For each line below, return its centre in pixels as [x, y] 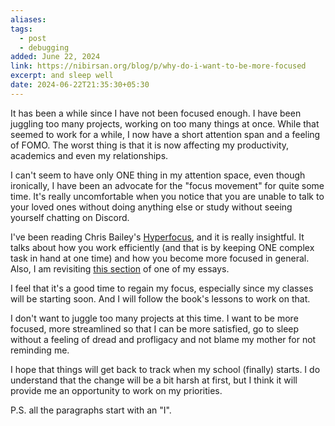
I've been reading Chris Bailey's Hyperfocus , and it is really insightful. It [157, 237]
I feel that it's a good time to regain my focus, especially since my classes [162, 288]
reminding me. [40, 350]
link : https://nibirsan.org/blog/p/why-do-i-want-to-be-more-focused [158, 66]
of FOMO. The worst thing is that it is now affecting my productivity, [150, 145]
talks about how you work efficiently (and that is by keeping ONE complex [162, 247]
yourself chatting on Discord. [70, 217]
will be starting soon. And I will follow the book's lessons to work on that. [160, 298]
